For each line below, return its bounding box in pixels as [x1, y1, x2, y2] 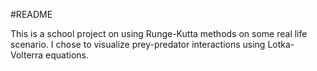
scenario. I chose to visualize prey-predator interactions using [10, 39, 266, 50]
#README [10, 9, 53, 20]
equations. [45, 49, 90, 61]
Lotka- [267, 39, 295, 50]
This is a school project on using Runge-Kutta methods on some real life [10, 28, 308, 39]
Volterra [10, 49, 44, 61]
